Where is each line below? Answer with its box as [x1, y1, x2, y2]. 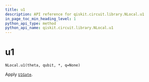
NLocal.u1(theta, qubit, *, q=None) [5, 63, 80, 68]
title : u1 [5, 7, 26, 12]
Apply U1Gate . [5, 72, 33, 78]
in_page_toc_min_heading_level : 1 [5, 16, 76, 21]
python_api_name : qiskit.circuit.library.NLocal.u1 [5, 26, 113, 30]
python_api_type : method [5, 21, 56, 26]
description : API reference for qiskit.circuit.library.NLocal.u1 [5, 12, 145, 17]
